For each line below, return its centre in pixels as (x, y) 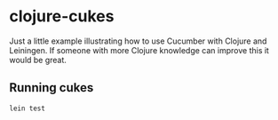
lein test (28, 108)
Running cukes (52, 88)
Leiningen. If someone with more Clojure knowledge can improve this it (139, 50)
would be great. (38, 60)
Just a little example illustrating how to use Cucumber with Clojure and (138, 41)
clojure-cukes (62, 16)
